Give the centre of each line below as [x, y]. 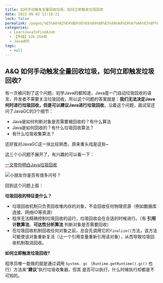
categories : [17, 28]
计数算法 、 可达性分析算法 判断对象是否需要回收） [62, 225]
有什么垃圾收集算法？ [33, 134]
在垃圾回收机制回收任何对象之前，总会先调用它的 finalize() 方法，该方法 [85, 231]
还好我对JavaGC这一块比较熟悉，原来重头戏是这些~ [57, 144]
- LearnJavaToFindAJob [32, 32]
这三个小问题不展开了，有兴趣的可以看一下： [50, 154]
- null [16, 50]
